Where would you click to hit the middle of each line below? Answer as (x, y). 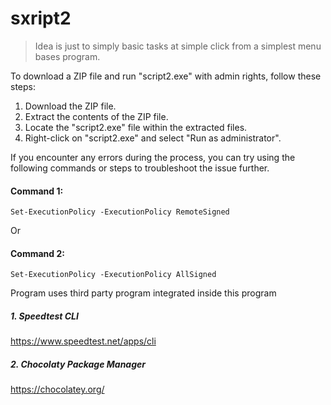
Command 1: (37, 191)
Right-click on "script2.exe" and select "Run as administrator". (153, 138)
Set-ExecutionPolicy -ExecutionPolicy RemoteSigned (120, 212)
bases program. (67, 56)
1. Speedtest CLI (44, 316)
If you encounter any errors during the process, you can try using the (153, 157)
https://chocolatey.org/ (57, 389)
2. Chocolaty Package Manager (78, 364)
